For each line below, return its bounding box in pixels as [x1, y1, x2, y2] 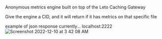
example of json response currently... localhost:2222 [5, 23, 113, 29]
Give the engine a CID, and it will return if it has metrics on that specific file [5, 14, 157, 19]
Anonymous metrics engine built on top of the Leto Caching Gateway [5, 4, 146, 10]
